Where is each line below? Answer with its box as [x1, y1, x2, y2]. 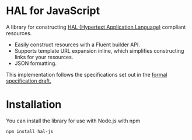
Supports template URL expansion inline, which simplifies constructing [14, 47, 184, 54]
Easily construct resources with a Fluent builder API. [14, 41, 140, 48]
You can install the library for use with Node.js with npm [6, 117, 141, 124]
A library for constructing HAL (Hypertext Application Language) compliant [6, 23, 186, 30]
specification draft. [6, 77, 51, 84]
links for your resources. [14, 53, 74, 60]
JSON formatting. [14, 60, 57, 67]
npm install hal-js [6, 128, 54, 134]
